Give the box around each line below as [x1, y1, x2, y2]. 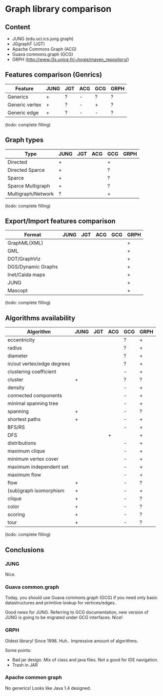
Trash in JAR [12, 662, 38, 668]
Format [24, 231, 41, 238]
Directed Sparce [7, 166, 45, 173]
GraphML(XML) [7, 240, 43, 246]
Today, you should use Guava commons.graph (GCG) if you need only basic [5, 594, 158, 601]
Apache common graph [5, 674, 62, 681]
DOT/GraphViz [7, 255, 41, 262]
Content [5, 23, 31, 31]
